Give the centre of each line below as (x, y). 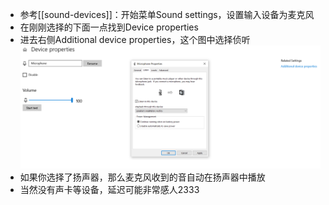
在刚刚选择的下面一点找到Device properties (109, 27)
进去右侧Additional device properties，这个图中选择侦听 (135, 39)
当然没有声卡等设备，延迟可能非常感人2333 (109, 190)
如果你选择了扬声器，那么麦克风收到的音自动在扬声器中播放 (142, 177)
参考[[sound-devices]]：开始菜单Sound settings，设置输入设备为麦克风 (167, 14)
